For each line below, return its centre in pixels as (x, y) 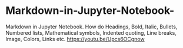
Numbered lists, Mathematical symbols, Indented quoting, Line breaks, (91, 32)
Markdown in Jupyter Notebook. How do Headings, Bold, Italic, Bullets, (91, 27)
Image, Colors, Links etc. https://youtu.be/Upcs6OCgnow (75, 39)
